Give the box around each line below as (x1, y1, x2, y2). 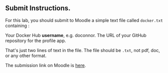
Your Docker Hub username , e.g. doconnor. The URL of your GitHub (5, 32, 147, 38)
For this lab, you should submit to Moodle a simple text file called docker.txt (5, 17, 163, 23)
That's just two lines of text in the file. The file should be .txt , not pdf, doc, (5, 47, 160, 53)
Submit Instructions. (5, 4, 71, 12)
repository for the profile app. (5, 37, 66, 43)
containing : (5, 22, 30, 28)
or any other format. (5, 52, 47, 58)
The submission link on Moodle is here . (5, 62, 86, 68)
